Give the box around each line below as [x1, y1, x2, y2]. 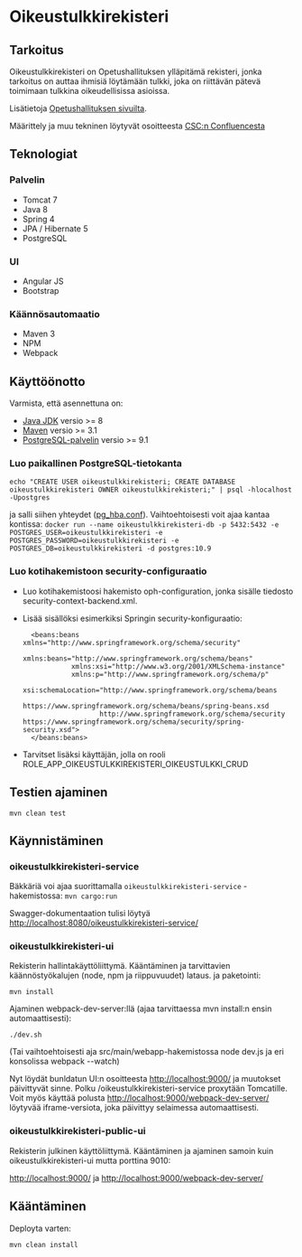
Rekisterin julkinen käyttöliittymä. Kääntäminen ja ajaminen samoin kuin [9, 1145, 274, 1156]
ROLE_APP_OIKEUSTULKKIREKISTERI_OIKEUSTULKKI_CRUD [22, 758, 249, 769]
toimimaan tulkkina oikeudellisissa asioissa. [9, 86, 170, 96]
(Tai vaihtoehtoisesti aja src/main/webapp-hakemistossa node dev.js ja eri [9, 1046, 284, 1057]
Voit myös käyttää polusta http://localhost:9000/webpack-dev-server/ [9, 1093, 270, 1103]
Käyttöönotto [9, 373, 86, 389]
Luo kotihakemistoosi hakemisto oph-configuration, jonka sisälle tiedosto [22, 586, 294, 596]
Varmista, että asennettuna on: [9, 398, 124, 408]
